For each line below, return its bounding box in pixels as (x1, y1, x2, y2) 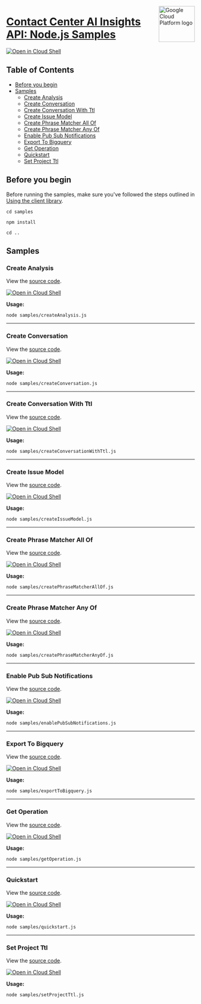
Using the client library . (6, 197, 63, 204)
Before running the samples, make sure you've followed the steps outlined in (6, 191, 195, 198)
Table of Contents (6, 65, 75, 75)
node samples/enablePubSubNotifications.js (6, 720, 117, 726)
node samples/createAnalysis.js (6, 312, 87, 318)
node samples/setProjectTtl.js (6, 992, 84, 998)
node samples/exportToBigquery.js (6, 788, 93, 794)
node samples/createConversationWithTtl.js (6, 448, 117, 454)
